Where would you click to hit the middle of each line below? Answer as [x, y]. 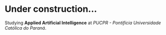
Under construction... [51, 9]
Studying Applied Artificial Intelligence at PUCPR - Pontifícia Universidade [83, 23]
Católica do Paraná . [25, 28]
